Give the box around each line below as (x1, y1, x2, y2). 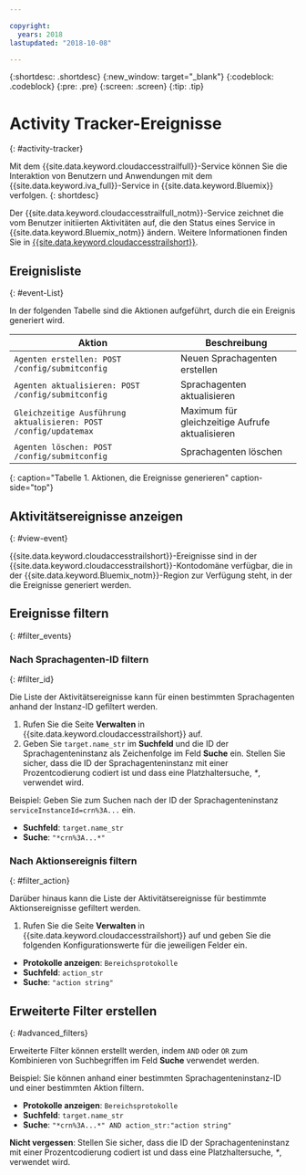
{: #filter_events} (9, 630, 72, 641)
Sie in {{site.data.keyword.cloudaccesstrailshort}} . (9, 236, 199, 247)
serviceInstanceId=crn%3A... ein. (9, 804, 137, 815)
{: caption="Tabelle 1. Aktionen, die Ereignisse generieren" (9, 472, 229, 484)
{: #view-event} (9, 532, 68, 543)
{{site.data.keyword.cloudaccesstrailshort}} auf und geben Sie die (22, 930, 271, 941)
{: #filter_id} (9, 674, 55, 685)
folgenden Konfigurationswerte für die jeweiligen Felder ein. (22, 939, 248, 950)
